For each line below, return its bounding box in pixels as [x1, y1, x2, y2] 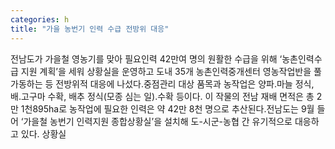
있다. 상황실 [20, 127, 67, 140]
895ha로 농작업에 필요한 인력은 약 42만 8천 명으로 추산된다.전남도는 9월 [32, 102, 315, 115]
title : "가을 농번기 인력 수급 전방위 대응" [10, 24, 170, 34]
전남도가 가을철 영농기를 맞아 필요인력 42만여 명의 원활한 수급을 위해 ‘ [10, 52, 283, 65]
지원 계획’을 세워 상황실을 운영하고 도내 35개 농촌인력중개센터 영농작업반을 [20, 65, 312, 77]
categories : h [10, 14, 70, 25]
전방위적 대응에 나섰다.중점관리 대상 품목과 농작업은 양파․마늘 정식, [55, 77, 315, 90]
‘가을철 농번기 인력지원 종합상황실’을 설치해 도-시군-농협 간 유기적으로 [20, 115, 293, 127]
